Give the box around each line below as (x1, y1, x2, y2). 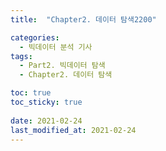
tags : (10, 51, 33, 61)
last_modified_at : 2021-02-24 (10, 125, 137, 135)
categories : (10, 32, 60, 43)
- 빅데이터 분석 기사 (19, 42, 93, 52)
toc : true (10, 88, 52, 98)
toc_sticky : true (10, 97, 83, 107)
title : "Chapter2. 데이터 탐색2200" (10, 14, 157, 25)
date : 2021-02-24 (10, 116, 83, 126)
